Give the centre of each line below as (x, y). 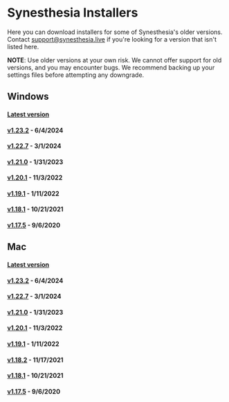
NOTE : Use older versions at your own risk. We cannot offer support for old (114, 60)
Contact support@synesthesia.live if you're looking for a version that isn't (112, 39)
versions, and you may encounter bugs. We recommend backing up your (111, 67)
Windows (28, 97)
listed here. (23, 46)
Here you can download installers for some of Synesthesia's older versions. (115, 32)
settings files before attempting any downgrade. (76, 75)
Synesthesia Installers (73, 13)
